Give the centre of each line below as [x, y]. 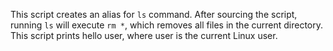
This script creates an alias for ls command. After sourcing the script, [154, 14]
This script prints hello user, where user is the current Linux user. [144, 35]
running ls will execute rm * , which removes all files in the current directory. [167, 25]
